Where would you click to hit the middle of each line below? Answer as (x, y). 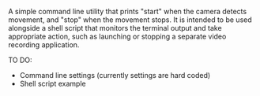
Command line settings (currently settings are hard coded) (115, 75)
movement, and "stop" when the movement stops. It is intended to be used (130, 20)
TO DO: (21, 60)
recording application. (44, 45)
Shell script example (53, 83)
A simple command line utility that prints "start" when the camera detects (128, 11)
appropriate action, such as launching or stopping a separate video (117, 36)
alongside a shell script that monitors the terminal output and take (115, 28)
